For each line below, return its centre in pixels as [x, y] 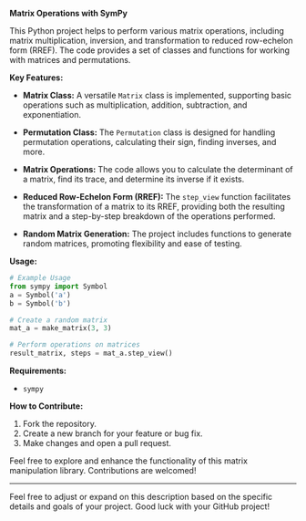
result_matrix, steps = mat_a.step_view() [91, 354]
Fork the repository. [60, 424]
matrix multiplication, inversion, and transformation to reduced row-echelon [151, 41]
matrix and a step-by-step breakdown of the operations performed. [149, 216]
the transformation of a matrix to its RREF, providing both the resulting [153, 206]
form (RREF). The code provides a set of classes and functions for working [149, 50]
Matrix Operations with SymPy [69, 13]
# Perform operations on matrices [75, 345]
